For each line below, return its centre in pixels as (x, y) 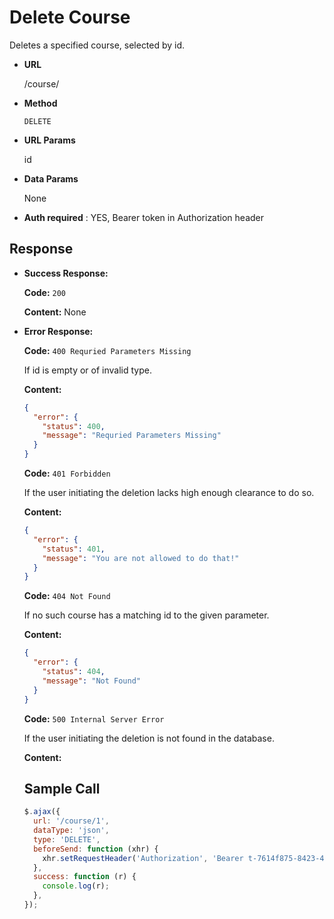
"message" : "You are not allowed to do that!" (141, 558)
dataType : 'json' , (71, 831)
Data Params (51, 178)
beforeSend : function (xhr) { (96, 849)
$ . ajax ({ (42, 812)
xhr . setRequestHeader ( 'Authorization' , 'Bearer (143, 858)
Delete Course (70, 17)
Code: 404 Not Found (67, 596)
